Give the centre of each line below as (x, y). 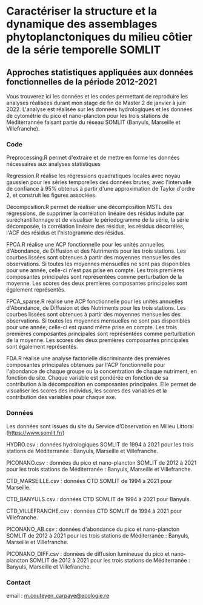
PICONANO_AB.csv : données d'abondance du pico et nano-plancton (93, 529)
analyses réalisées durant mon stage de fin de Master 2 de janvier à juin (96, 103)
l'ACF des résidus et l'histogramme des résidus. (66, 233)
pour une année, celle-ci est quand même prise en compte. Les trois (92, 327)
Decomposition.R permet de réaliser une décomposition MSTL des (89, 207)
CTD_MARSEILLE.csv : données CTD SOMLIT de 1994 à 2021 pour (89, 480)
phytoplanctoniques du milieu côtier (99, 37)
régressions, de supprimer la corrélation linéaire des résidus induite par (95, 213)
